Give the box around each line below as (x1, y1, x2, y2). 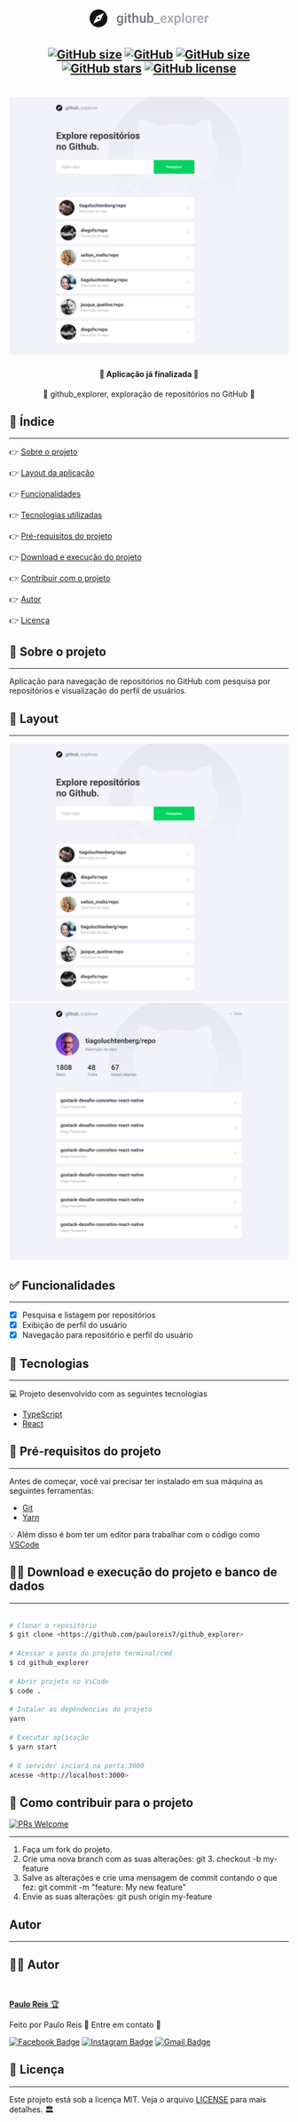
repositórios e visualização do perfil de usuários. (9, 686, 188, 696)
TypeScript (21, 1409, 63, 1419)
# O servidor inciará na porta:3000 (9, 1761, 145, 1770)
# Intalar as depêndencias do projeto (9, 1705, 153, 1714)
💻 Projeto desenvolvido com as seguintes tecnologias (9, 1388, 208, 1399)
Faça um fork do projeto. (21, 1844, 113, 1855)
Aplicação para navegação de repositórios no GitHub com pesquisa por (9, 676, 271, 687)
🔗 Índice (9, 413, 55, 429)
